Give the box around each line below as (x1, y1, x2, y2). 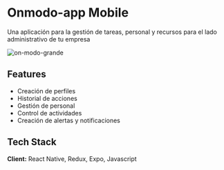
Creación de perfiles (17, 86, 76, 95)
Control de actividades (17, 108, 82, 117)
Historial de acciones (17, 94, 77, 102)
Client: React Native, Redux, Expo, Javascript (7, 154, 137, 163)
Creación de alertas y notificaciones (17, 116, 121, 124)
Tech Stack (7, 136, 57, 148)
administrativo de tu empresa (7, 35, 91, 43)
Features (7, 68, 46, 80)
